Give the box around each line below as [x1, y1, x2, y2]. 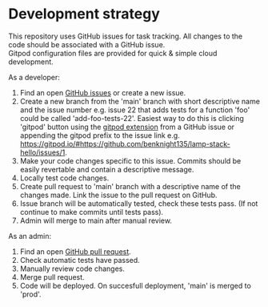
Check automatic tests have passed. [19, 255, 140, 265]
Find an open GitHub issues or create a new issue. [19, 87, 186, 97]
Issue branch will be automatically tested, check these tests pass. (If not [19, 198, 258, 208]
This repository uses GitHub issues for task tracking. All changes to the [8, 31, 242, 41]
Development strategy [8, 5, 160, 23]
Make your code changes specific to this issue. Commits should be [19, 156, 242, 165]
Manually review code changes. [19, 264, 126, 273]
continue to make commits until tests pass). [19, 207, 164, 216]
